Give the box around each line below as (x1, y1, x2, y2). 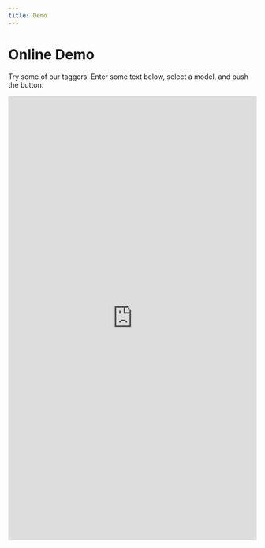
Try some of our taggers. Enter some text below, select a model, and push (8, 72, 248, 81)
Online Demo (8, 45, 95, 63)
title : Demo (8, 11, 47, 20)
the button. (8, 80, 44, 89)
